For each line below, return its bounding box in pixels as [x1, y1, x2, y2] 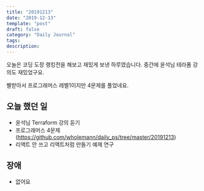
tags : [6, 37, 20, 44]
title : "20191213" [6, 9, 53, 15]
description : [6, 44, 40, 50]
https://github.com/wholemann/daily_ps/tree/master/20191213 [17, 133, 175, 141]
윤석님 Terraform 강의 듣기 [15, 119, 80, 126]
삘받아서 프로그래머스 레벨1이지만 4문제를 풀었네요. [6, 81, 129, 89]
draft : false [6, 26, 40, 33]
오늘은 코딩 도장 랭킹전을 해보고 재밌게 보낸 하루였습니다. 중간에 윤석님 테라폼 [6, 61, 192, 68]
